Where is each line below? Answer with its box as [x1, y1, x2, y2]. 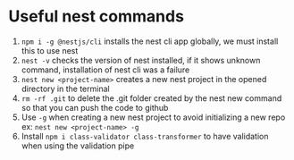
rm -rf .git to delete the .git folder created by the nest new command [21, 92, 282, 104]
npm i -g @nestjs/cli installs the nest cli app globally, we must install [21, 36, 279, 46]
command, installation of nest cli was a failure [21, 64, 190, 75]
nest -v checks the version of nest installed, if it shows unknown [21, 55, 261, 65]
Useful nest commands [8, 6, 185, 27]
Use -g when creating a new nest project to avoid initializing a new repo [21, 112, 286, 122]
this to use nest [21, 45, 79, 55]
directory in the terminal [21, 83, 110, 94]
